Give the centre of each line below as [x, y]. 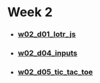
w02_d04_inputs [48, 53]
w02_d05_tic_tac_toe [55, 72]
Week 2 [30, 12]
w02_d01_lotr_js [46, 34]
